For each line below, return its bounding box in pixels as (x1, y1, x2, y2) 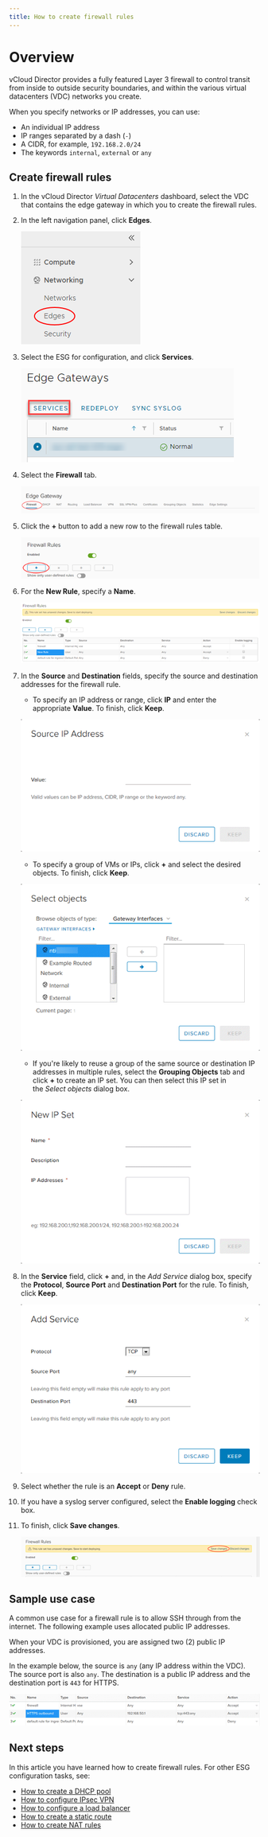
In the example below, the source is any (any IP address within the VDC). (9, 1661, 246, 1671)
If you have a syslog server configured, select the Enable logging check (20, 1497, 258, 1507)
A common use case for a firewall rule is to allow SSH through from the (9, 1613, 242, 1623)
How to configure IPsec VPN (20, 1795, 115, 1804)
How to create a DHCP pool (20, 1786, 111, 1796)
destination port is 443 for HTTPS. (9, 1678, 119, 1687)
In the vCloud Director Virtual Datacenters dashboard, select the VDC (20, 192, 249, 201)
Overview (9, 48, 75, 66)
